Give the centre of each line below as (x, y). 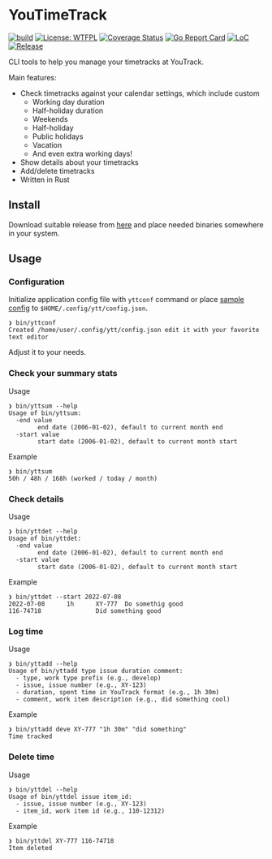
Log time (26, 631)
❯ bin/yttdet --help (43, 532)
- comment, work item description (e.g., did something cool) (123, 700)
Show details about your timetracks (80, 162)
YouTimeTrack (58, 15)
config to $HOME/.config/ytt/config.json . (78, 308)
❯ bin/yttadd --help (43, 664)
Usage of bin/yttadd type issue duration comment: (96, 671)
